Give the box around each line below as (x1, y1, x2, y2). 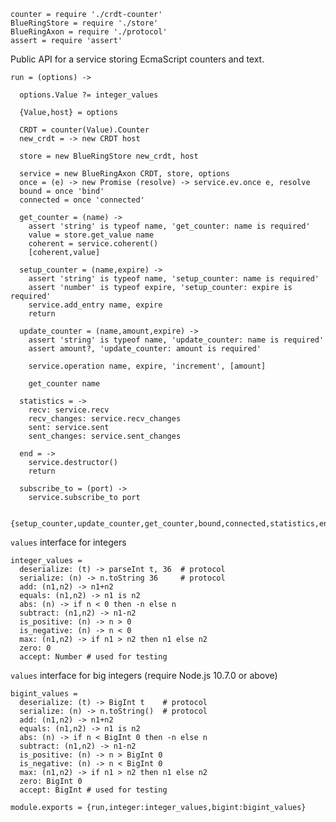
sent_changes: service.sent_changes (28, 431, 182, 441)
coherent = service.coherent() (28, 239, 159, 249)
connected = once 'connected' (19, 195, 145, 205)
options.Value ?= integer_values (19, 90, 159, 100)
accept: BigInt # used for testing (19, 785, 168, 795)
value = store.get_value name (28, 230, 155, 240)
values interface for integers (10, 536, 127, 548)
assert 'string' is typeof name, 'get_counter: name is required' (28, 221, 311, 231)
